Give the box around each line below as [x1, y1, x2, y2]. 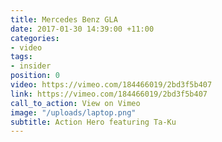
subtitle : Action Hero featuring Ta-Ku [10, 117, 177, 127]
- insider [10, 61, 52, 71]
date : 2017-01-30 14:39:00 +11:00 [10, 24, 155, 34]
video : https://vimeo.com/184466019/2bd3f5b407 [10, 80, 213, 90]
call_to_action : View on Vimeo [10, 98, 141, 108]
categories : [10, 33, 60, 43]
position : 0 [10, 71, 60, 81]
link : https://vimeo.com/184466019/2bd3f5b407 [10, 89, 208, 99]
